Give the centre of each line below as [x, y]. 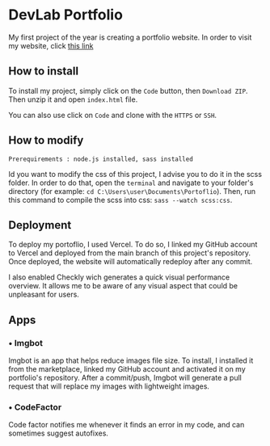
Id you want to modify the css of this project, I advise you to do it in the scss [135, 174]
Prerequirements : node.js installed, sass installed [101, 159]
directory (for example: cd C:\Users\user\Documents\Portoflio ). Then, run [132, 191]
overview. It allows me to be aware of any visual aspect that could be [123, 286]
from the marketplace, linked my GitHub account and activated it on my [127, 369]
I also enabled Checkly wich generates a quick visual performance [119, 277]
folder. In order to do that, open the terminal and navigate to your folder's [131, 183]
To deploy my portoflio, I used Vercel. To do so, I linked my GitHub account [133, 245]
